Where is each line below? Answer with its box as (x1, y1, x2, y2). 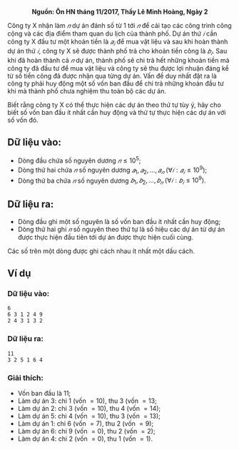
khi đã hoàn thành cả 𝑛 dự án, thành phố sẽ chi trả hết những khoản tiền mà (7, 56, 230, 64)
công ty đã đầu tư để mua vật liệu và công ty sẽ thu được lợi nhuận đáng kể (7, 63, 230, 72)
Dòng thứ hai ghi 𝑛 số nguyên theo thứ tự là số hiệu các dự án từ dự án (17, 225, 225, 233)
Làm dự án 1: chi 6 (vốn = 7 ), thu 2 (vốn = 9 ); (17, 419, 154, 428)
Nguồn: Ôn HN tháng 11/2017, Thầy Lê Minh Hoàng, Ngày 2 (31, 8, 208, 16)
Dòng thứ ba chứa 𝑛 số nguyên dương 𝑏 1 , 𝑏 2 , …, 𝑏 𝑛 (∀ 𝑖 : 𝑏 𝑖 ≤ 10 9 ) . (17, 175, 206, 186)
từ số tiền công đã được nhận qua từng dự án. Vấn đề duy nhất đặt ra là (7, 71, 218, 80)
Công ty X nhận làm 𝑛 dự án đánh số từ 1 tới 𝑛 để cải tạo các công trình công (7, 21, 232, 29)
